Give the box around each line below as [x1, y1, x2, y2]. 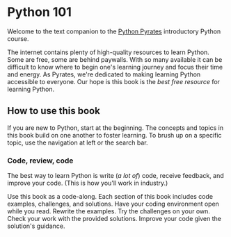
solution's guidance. [7, 222, 65, 230]
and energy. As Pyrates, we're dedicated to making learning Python [7, 70, 201, 79]
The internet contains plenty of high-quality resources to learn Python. [7, 48, 210, 56]
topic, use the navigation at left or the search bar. [7, 138, 148, 147]
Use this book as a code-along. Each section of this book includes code [7, 193, 214, 201]
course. [7, 34, 29, 42]
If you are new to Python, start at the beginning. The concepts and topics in [7, 123, 224, 132]
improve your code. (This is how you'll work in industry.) [7, 179, 168, 188]
